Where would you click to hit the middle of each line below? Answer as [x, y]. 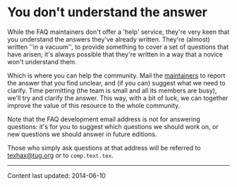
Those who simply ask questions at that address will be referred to [104, 147]
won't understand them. [42, 61]
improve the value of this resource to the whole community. [94, 105]
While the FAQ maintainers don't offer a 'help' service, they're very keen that [119, 32]
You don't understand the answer [108, 12]
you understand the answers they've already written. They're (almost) [109, 39]
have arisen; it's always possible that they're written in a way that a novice [115, 54]
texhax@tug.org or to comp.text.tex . [61, 155]
